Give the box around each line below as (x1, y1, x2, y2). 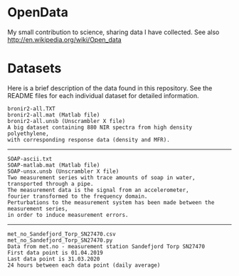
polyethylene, (7, 129, 50, 137)
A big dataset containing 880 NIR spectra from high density (7, 124, 193, 131)
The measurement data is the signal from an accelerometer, (7, 186, 190, 193)
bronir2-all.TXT (7, 105, 55, 112)
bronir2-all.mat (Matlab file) (7, 111, 100, 118)
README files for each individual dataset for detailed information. (7, 91, 199, 100)
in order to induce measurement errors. (7, 211, 129, 218)
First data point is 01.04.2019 (7, 249, 103, 256)
